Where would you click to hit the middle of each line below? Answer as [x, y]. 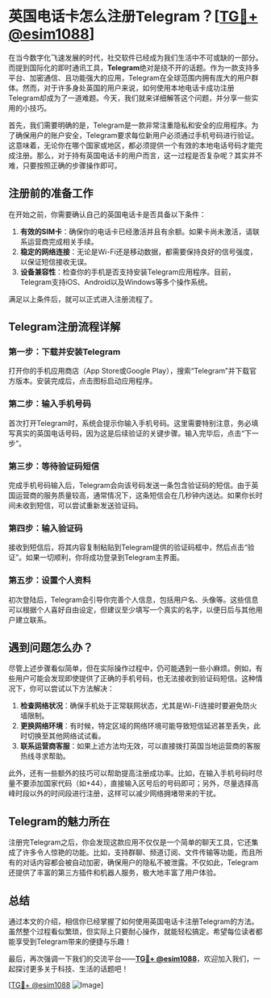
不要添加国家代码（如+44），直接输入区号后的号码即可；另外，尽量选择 [133, 783]
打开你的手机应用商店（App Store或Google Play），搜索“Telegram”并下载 [129, 371]
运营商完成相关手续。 [63, 241]
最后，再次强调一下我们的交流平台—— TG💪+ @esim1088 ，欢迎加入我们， [131, 959]
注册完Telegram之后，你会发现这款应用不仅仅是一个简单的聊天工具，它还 [130, 842]
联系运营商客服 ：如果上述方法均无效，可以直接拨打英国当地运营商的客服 [140, 746]
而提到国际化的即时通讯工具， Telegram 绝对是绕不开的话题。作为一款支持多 [134, 67]
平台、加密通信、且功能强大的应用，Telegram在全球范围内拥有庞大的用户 [130, 77]
